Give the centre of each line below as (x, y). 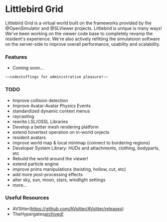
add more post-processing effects (48, 174)
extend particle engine (35, 164)
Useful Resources (27, 198)
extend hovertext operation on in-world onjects (61, 132)
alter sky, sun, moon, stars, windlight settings (59, 180)
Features (16, 57)
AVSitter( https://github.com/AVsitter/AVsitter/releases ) (68, 209)
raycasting (23, 116)
